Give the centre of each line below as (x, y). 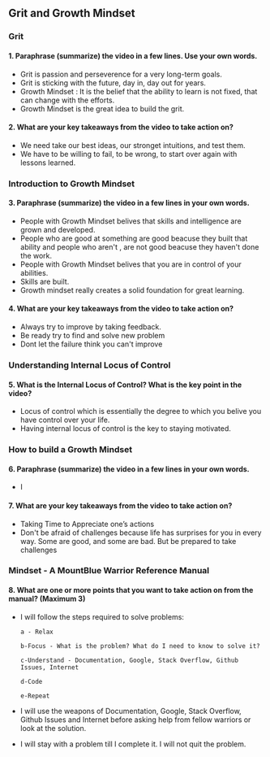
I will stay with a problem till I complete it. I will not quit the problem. (133, 744)
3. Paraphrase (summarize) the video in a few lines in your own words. (129, 203)
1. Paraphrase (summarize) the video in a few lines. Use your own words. (133, 55)
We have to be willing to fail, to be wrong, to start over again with (129, 154)
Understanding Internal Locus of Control (90, 365)
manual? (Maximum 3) (47, 599)
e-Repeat (35, 696)
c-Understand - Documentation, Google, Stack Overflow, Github (129, 660)
